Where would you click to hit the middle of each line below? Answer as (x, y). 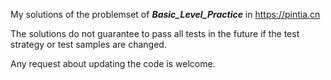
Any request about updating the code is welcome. (113, 63)
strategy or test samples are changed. (88, 44)
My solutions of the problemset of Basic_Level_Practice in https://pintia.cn (165, 14)
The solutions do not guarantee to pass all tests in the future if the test (155, 33)
